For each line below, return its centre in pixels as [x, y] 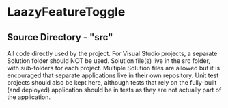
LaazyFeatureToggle [66, 12]
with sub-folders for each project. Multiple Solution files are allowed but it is [114, 68]
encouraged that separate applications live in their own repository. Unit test [113, 75]
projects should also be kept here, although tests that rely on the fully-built [112, 82]
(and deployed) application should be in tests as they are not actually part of [114, 90]
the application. [29, 97]
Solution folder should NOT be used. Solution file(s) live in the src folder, [109, 61]
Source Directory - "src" [60, 37]
